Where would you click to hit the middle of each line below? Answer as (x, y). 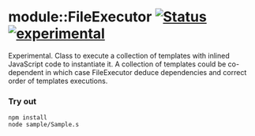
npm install (28, 118)
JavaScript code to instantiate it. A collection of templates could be (117, 64)
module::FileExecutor (80, 17)
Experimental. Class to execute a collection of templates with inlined (119, 55)
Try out (22, 101)
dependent (26, 72)
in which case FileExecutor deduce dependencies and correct (146, 72)
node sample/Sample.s (44, 125)
